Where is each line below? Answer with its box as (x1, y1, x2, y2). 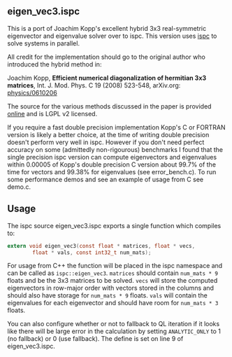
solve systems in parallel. (7, 38, 80, 48)
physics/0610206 (7, 88, 57, 97)
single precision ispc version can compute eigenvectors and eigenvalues (7, 153, 217, 161)
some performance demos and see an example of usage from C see (7, 175, 204, 183)
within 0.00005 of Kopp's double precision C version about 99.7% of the (7, 160, 217, 169)
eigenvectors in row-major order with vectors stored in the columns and (7, 283, 215, 293)
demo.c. (7, 182, 31, 191)
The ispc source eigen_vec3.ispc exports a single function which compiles (7, 221, 222, 230)
